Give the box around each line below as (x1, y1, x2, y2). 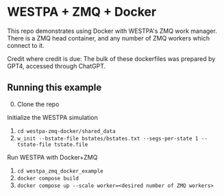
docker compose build (16, 175, 79, 182)
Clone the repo (16, 100, 60, 108)
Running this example (7, 82, 102, 93)
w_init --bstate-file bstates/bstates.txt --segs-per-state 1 (16, 135, 199, 142)
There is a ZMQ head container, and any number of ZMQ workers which (7, 34, 210, 42)
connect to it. (7, 41, 45, 49)
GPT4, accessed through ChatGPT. (7, 62, 106, 70)
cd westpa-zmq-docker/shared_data (16, 127, 116, 134)
